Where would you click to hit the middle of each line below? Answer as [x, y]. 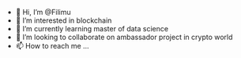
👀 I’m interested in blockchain [64, 20]
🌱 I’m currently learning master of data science [92, 29]
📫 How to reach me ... [52, 46]
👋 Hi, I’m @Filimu [43, 12]
